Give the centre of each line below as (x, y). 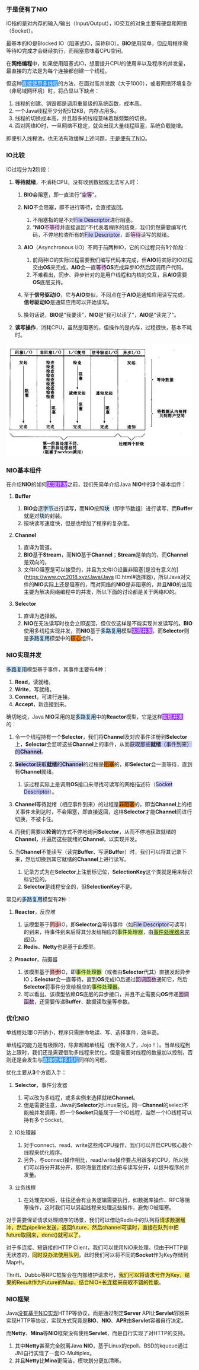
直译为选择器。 (42, 616)
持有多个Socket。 (45, 1120)
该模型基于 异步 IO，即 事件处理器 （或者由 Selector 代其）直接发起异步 (107, 972)
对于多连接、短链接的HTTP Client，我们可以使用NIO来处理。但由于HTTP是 (97, 1248)
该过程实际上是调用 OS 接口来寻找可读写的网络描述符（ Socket (98, 784)
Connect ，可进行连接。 (44, 697)
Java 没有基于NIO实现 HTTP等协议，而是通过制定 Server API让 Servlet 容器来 (98, 1313)
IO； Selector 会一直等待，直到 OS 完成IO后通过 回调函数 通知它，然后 (105, 979)
